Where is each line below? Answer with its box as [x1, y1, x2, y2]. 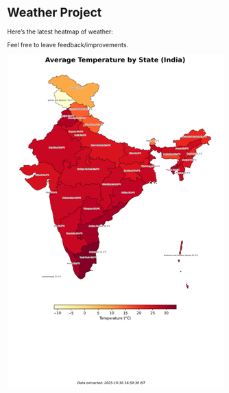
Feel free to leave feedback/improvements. [7, 40, 129, 49]
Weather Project [7, 5, 102, 21]
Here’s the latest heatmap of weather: [7, 27, 113, 36]
